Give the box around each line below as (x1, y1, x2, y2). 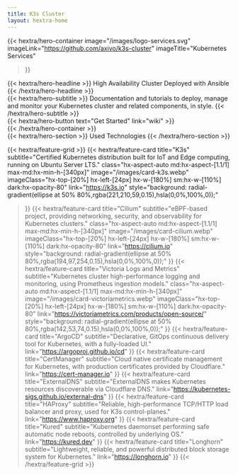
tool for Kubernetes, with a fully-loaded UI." (24, 339, 152, 348)
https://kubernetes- (173, 384, 231, 393)
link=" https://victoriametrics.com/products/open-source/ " (37, 309, 207, 318)
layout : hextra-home (7, 17, 69, 24)
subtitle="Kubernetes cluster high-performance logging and (24, 272, 200, 280)
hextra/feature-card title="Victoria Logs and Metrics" (24, 264, 180, 273)
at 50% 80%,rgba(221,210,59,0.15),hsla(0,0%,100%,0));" (54, 190, 219, 199)
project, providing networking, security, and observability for (24, 212, 202, 220)
